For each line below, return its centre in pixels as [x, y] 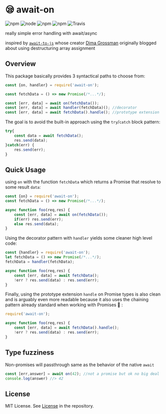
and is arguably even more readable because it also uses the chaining [77, 300]
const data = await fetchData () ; [49, 136]
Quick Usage [25, 170]
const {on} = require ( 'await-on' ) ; [42, 196]
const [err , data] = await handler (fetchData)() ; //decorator [71, 108]
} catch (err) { [20, 145]
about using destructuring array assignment [50, 48]
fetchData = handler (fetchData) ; [40, 262]
